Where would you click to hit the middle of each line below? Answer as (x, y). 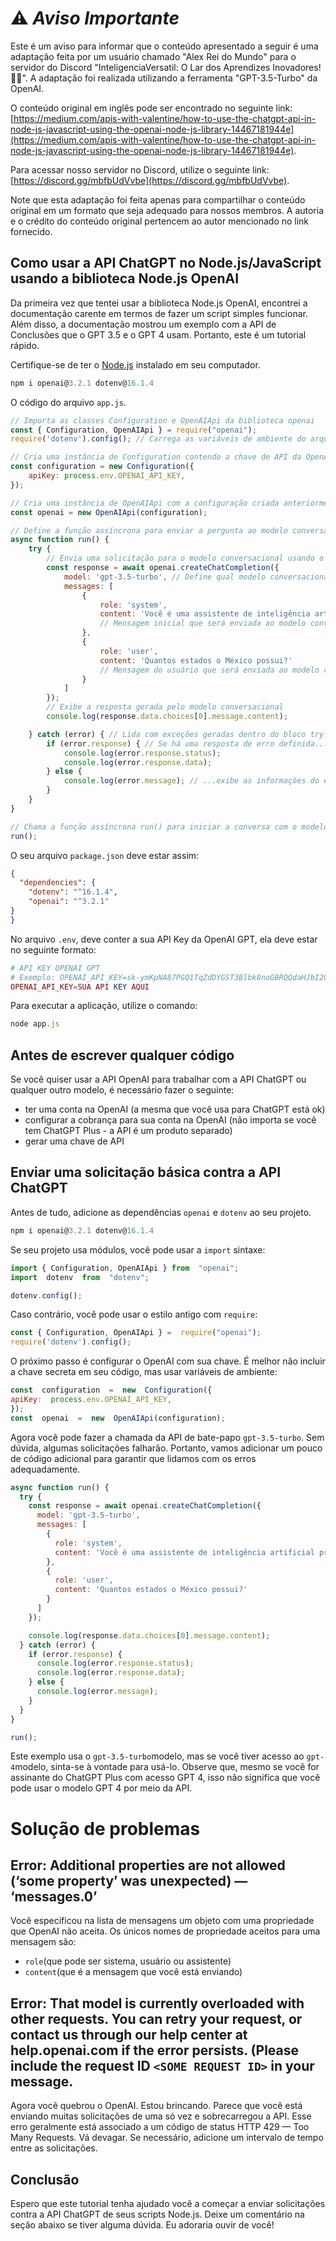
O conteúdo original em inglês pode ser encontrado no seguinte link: (151, 108)
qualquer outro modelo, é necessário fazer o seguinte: (122, 1090)
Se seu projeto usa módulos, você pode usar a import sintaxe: (138, 1249)
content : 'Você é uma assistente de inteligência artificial (184, 1552)
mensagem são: (43, 1942)
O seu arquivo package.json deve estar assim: (105, 855)
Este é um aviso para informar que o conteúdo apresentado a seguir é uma (164, 46)
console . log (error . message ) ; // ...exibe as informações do (191, 781)
